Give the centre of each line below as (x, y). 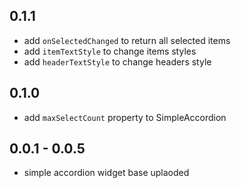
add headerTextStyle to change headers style (117, 61)
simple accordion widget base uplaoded (106, 173)
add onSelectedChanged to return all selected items (127, 40)
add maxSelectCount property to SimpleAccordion (125, 117)
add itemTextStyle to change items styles (110, 51)
